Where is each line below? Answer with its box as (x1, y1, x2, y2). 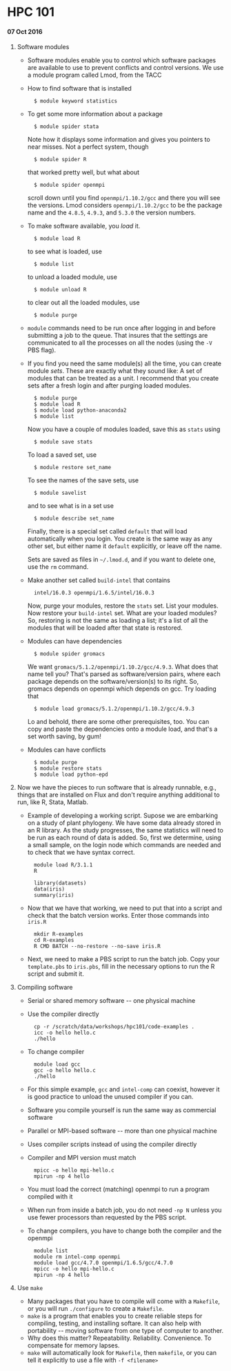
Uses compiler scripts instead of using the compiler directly (27, 1140, 197, 1149)
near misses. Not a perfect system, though (27, 143, 150, 151)
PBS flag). (27, 346, 57, 354)
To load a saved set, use (27, 451, 97, 459)
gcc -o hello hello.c (33, 1067, 97, 1074)
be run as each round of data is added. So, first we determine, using (27, 833, 222, 842)
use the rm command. (27, 563, 89, 571)
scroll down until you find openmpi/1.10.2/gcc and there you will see (27, 194, 221, 202)
